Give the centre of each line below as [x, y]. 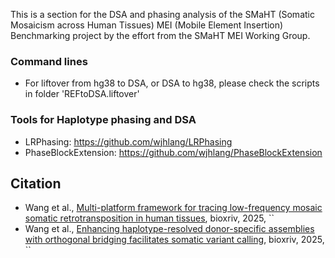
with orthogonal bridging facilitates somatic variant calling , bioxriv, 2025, [174, 240]
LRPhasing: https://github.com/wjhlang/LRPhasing [128, 141]
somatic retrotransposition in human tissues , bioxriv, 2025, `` [149, 218]
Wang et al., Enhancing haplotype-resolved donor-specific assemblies [169, 229]
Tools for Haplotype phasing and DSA [103, 120]
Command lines [49, 61]
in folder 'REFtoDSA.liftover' [82, 94]
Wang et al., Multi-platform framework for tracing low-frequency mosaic [173, 208]
